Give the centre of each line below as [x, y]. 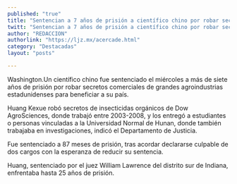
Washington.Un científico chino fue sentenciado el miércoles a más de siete [117, 79]
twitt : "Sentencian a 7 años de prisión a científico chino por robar [113, 27]
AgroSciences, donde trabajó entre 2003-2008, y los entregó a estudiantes [117, 115]
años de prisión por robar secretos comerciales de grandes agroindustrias [115, 87]
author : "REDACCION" [38, 33]
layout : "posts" [31, 54]
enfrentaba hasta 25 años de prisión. [61, 173]
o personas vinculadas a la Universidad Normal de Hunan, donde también [114, 123]
